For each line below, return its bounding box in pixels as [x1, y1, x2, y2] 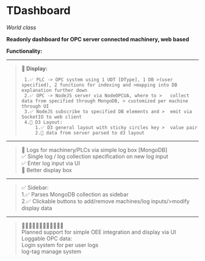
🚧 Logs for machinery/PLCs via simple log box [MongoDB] [21, 146, 168, 153]
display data [21, 204, 52, 212]
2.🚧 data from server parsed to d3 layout [35, 130, 145, 136]
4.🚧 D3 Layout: [24, 119, 63, 125]
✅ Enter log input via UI [21, 159, 81, 167]
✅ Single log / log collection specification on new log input [21, 153, 169, 160]
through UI [21, 103, 49, 110]
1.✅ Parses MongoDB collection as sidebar [21, 190, 129, 198]
